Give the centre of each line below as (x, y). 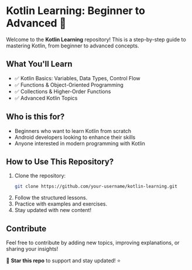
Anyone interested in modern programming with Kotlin (80, 143)
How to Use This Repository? (60, 161)
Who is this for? (35, 117)
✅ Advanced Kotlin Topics (46, 98)
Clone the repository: (40, 176)
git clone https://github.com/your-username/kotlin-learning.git (96, 187)
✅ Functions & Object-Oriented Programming (69, 85)
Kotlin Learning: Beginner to (76, 11)
